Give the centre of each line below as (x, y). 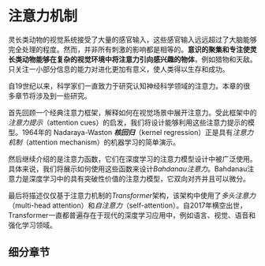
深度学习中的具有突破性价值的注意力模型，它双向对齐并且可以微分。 (139, 178)
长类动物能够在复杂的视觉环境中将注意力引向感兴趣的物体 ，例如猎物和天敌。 (132, 59)
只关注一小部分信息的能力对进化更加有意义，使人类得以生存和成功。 (119, 69)
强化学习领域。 (32, 225)
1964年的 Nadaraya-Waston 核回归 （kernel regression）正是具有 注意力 (138, 132)
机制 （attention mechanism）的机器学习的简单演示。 (94, 142)
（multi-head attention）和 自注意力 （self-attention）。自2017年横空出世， (127, 205)
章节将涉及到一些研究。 (53, 96)
